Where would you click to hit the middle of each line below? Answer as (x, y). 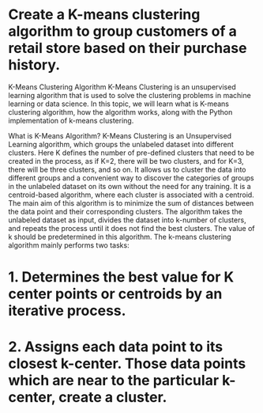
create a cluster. (113, 398)
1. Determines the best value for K (121, 277)
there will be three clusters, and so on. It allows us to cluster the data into (127, 169)
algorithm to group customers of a (122, 31)
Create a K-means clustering (104, 15)
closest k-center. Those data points (127, 364)
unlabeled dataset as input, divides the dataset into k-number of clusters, (127, 220)
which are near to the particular (114, 381)
